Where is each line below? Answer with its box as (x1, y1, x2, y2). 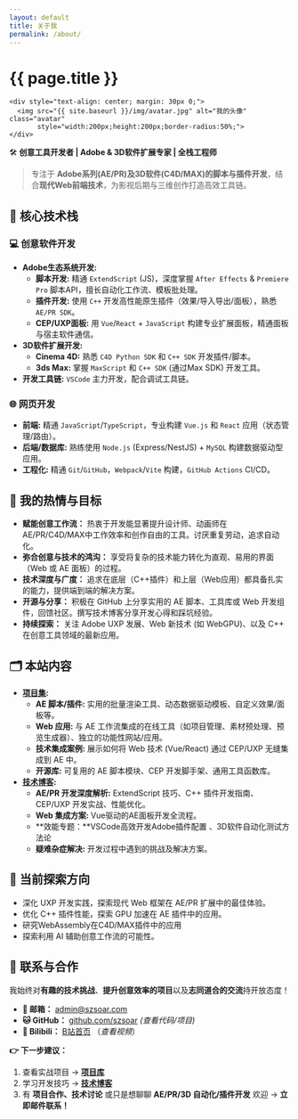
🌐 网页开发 (9, 397, 56, 410)
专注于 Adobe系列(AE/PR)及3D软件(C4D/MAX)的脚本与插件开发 (30, 168, 269, 179)
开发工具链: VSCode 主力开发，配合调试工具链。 (21, 373, 194, 384)
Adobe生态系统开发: (21, 262, 98, 273)
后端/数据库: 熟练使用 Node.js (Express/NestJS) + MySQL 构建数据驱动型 (21, 442, 284, 453)
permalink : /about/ (9, 29, 82, 38)
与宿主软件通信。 (35, 329, 99, 339)
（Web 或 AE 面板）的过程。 (21, 563, 126, 574)
